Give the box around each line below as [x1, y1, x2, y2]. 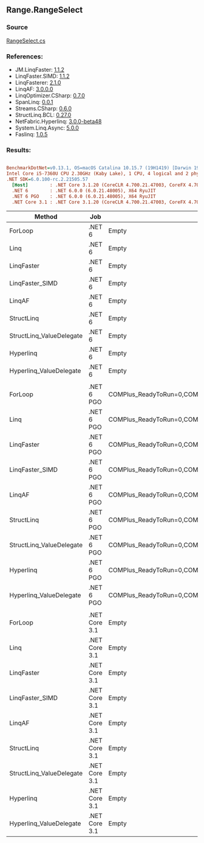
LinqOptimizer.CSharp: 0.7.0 [15, 91, 85, 99]
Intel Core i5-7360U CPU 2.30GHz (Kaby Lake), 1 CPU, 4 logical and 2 [6, 170, 189, 177]
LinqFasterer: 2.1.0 [15, 79, 61, 86]
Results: [6, 145, 32, 154]
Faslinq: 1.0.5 [15, 130, 48, 138]
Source [6, 23, 29, 32]
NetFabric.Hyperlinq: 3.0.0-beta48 [15, 117, 102, 125]
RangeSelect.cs [6, 37, 46, 44]
